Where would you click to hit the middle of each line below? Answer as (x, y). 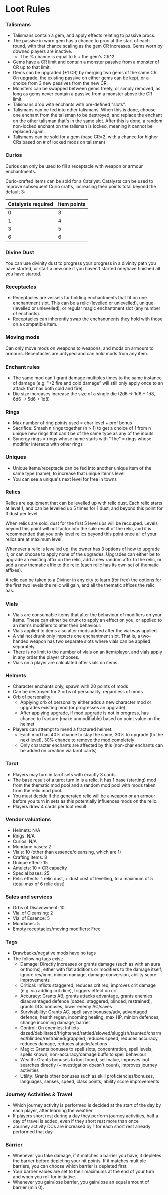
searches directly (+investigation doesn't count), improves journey (89, 1065)
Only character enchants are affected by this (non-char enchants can (92, 745)
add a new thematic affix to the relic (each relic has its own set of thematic (82, 565)
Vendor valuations (28, 819)
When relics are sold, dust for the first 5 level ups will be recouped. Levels (81, 523)
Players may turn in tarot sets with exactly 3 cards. (65, 774)
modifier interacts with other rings (47, 444)
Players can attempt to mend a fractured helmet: (62, 729)
